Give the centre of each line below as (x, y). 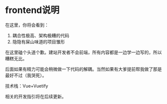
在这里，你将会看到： (27, 25)
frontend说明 (32, 10)
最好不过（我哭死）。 (26, 75)
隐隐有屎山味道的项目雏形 (39, 42)
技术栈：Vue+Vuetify (27, 86)
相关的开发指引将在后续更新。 (36, 96)
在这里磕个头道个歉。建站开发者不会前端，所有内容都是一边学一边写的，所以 (83, 52)
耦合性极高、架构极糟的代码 (41, 35)
